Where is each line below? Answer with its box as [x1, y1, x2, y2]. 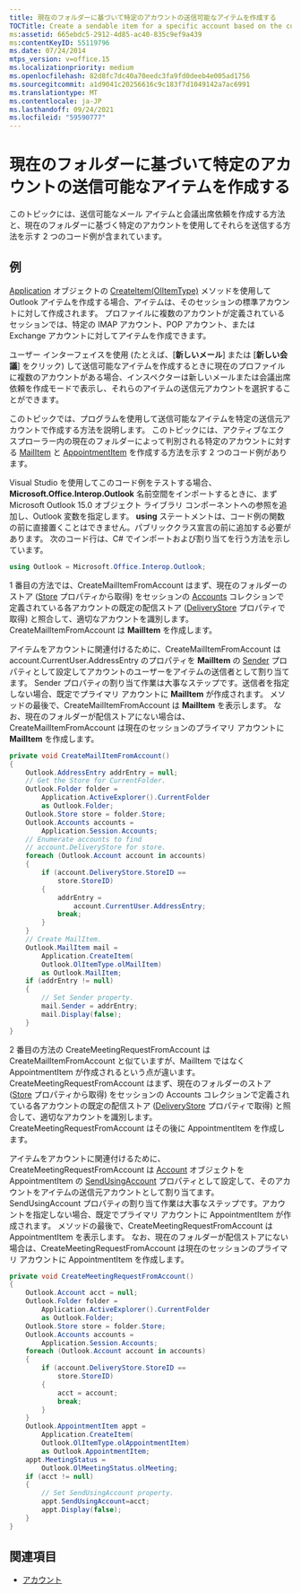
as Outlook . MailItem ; [41, 968, 123, 977]
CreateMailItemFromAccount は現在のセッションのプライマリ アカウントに [9, 722, 285, 732]
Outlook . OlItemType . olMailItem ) [41, 959, 163, 969]
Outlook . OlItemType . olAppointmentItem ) [41, 1439, 191, 1448]
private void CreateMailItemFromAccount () [9, 751, 170, 760]
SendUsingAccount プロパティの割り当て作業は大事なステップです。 [9, 1197, 262, 1208]
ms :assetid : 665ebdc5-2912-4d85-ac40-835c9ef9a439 [9, 30, 202, 39]
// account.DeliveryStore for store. [25, 843, 167, 853]
